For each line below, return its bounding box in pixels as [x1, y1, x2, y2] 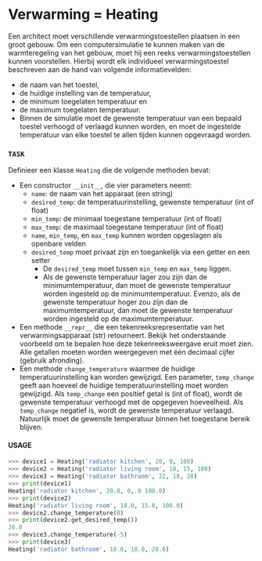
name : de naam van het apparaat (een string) [31, 189, 174, 199]
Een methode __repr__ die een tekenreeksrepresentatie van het [19, 322, 224, 332]
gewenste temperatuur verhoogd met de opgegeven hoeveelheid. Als [19, 398, 244, 407]
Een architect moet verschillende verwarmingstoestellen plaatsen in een [8, 31, 240, 41]
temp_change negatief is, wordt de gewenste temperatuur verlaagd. [19, 406, 234, 415]
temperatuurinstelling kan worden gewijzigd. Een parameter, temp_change [19, 373, 254, 382]
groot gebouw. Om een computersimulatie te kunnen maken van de [8, 39, 225, 49]
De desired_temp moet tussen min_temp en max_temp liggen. [42, 264, 232, 274]
